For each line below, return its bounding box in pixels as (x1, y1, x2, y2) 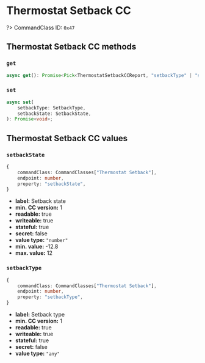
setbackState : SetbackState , (17, 111, 92, 117)
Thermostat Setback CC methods (6, 42, 137, 52)
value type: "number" (15, 237, 68, 244)
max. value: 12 (15, 249, 53, 257)
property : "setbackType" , (17, 294, 84, 300)
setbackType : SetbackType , (17, 105, 86, 111)
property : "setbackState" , (17, 181, 86, 187)
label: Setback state (15, 197, 66, 205)
